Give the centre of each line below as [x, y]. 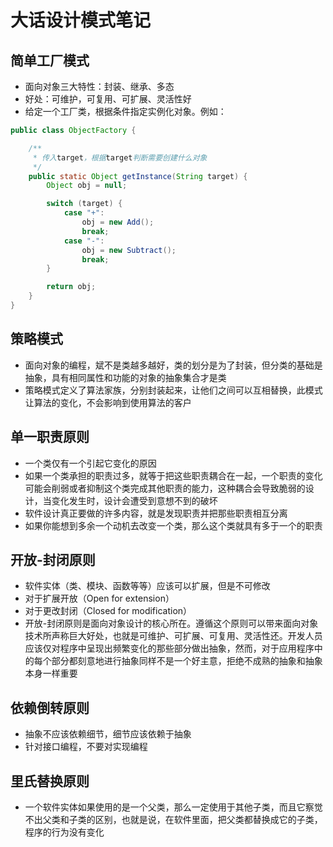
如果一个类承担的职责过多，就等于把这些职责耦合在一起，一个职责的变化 [173, 475]
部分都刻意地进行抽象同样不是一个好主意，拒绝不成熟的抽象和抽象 [187, 661]
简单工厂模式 [50, 60]
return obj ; [71, 287]
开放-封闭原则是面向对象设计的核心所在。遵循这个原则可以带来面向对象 [171, 623]
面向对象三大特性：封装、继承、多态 [99, 86]
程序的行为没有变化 [64, 832]
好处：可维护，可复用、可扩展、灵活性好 [108, 99]
